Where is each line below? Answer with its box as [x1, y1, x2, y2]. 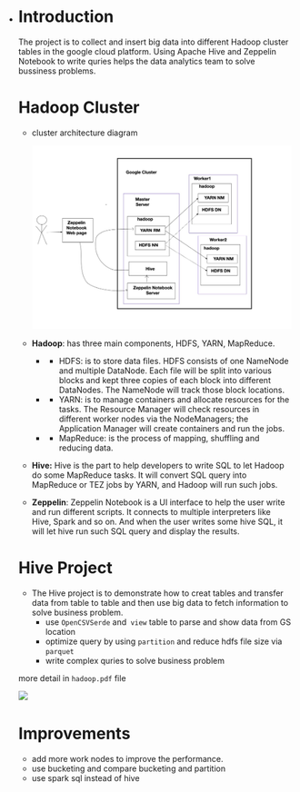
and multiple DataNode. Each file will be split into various [58, 365, 273, 376]
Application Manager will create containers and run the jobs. [58, 423, 285, 433]
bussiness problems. [17, 65, 96, 76]
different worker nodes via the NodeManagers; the [58, 413, 249, 424]
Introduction [17, 6, 115, 27]
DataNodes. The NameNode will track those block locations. [58, 384, 285, 395]
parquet [45, 647, 75, 656]
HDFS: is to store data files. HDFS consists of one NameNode [58, 356, 289, 366]
